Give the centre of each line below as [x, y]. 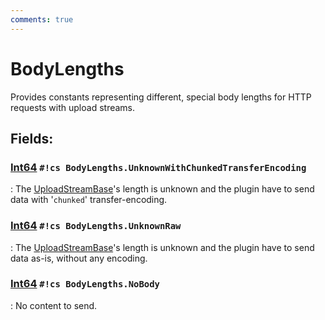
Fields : [32, 138]
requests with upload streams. [73, 107]
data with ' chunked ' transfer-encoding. [89, 200]
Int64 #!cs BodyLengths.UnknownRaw [96, 226]
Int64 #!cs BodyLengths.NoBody [85, 284]
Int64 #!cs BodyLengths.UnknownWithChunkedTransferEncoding [158, 167]
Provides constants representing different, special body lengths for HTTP [161, 97]
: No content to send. [54, 305]
